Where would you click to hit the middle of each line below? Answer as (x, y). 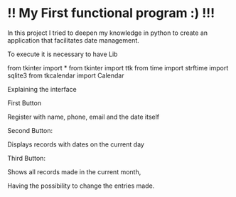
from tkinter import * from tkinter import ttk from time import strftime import (118, 68)
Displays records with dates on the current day (76, 144)
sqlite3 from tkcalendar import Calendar (66, 75)
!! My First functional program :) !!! (111, 13)
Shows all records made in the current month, (74, 171)
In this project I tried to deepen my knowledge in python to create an (108, 33)
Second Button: (30, 130)
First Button (24, 103)
